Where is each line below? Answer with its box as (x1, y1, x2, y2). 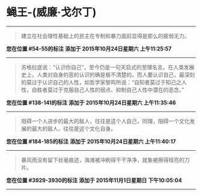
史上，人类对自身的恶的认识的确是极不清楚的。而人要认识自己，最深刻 (20, 71, 195, 78)
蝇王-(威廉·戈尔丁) (6, 5, 97, 19)
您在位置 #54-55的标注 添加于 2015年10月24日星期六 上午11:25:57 (6, 45, 172, 52)
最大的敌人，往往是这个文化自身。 (31, 125, 116, 132)
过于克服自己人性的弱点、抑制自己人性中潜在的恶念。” (52, 86, 185, 93)
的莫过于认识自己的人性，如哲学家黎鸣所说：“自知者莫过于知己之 (20, 78, 182, 86)
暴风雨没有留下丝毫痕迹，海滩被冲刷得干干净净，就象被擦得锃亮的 (20, 156, 185, 163)
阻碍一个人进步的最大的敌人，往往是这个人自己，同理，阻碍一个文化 (20, 117, 190, 124)
